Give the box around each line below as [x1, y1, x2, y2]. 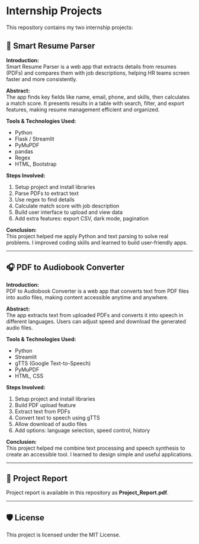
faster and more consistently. [6, 75, 78, 82]
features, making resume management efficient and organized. [6, 105, 160, 113]
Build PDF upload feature [14, 401, 76, 408]
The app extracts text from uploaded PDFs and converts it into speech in [6, 311, 184, 318]
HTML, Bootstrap [14, 160, 57, 167]
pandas [14, 148, 34, 155]
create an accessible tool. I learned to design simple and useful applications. [6, 450, 193, 457]
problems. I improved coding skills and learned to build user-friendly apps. [6, 239, 188, 246]
